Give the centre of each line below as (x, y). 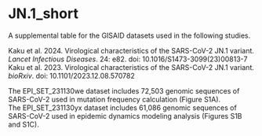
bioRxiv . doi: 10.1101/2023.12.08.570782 (72, 75)
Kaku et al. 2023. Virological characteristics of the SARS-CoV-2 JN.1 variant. (131, 67)
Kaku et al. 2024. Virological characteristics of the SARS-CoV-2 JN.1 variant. (131, 50)
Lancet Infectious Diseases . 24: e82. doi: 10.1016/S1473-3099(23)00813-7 (128, 59)
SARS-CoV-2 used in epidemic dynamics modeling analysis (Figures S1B (125, 116)
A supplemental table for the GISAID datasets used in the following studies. (129, 35)
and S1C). (24, 124)
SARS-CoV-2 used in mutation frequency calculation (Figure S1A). (115, 99)
